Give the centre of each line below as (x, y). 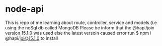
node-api (24, 9)
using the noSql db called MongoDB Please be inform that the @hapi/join (80, 27)
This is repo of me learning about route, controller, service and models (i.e (81, 23)
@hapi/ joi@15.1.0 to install (32, 38)
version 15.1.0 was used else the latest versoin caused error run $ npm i (78, 33)
